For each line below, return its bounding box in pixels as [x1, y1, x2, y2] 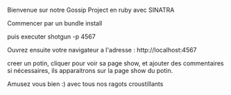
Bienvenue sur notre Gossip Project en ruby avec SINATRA [7, 6, 175, 14]
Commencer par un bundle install [7, 19, 103, 27]
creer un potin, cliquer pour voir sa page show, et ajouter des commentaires [7, 59, 224, 67]
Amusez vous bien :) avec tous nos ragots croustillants [7, 80, 164, 88]
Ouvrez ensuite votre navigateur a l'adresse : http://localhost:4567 [7, 46, 197, 54]
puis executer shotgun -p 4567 [7, 32, 96, 41]
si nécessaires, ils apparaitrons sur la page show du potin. [7, 67, 173, 74]
